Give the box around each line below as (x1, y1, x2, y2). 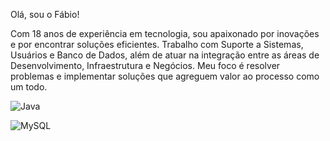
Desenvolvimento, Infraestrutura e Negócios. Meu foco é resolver (10, 60, 281, 71)
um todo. (10, 81, 48, 93)
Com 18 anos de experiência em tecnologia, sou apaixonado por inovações (10, 28, 320, 39)
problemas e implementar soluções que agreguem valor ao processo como (10, 70, 320, 82)
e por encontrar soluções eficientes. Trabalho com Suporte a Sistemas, (10, 39, 304, 50)
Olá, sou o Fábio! (10, 9, 80, 20)
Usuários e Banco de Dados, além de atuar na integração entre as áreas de (10, 49, 320, 61)
